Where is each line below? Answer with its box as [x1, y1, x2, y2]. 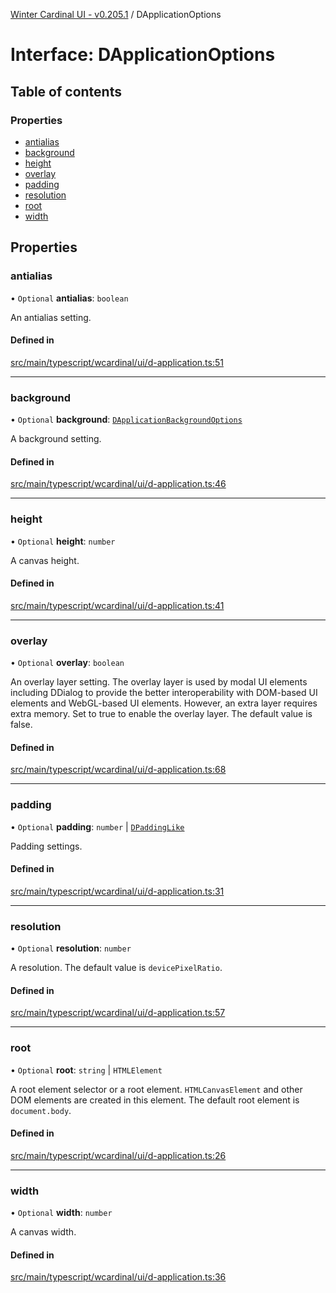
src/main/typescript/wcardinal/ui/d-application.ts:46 [10, 478, 227, 490]
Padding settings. [10, 840, 83, 852]
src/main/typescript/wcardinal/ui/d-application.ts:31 [10, 885, 225, 897]
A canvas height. [10, 554, 80, 566]
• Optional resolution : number [10, 942, 132, 954]
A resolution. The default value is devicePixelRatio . [10, 962, 223, 974]
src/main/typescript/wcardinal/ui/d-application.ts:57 [10, 1007, 226, 1019]
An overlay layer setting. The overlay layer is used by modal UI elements [10, 676, 308, 688]
